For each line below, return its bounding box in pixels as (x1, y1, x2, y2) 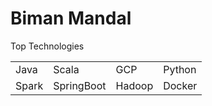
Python (163, 62, 197, 76)
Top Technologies (10, 40, 85, 52)
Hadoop (115, 78, 154, 92)
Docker (163, 78, 198, 92)
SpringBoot (53, 78, 107, 92)
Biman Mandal (10, 7, 132, 30)
